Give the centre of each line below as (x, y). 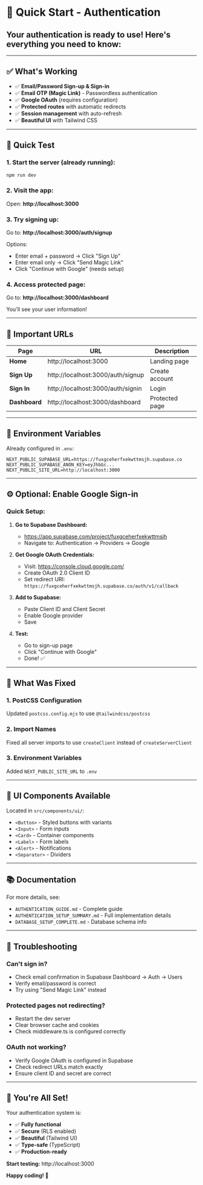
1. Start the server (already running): (61, 163)
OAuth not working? (36, 1047)
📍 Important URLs (40, 334)
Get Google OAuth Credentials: (55, 554)
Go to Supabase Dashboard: (51, 524)
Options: (17, 244)
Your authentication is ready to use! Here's (89, 35)
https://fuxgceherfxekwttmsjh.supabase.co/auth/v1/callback (101, 586)
